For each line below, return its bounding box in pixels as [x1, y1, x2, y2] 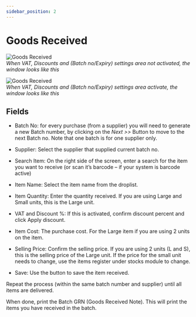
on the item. [14, 234, 44, 241]
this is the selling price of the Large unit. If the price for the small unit [14, 252, 181, 259]
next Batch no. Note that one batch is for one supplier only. [14, 134, 157, 141]
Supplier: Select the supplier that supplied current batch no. [14, 146, 160, 153]
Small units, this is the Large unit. [14, 199, 95, 206]
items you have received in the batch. [6, 305, 97, 312]
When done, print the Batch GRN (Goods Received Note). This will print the [6, 298, 187, 305]
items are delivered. [6, 287, 54, 294]
